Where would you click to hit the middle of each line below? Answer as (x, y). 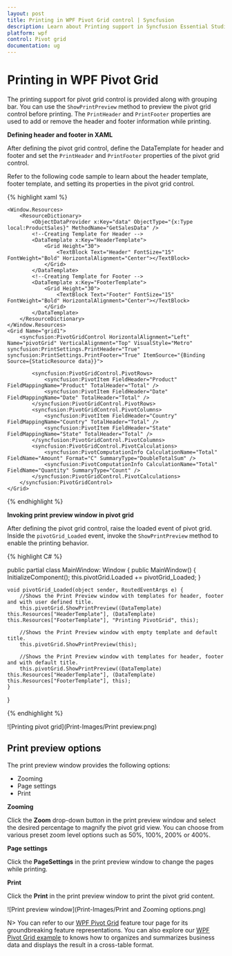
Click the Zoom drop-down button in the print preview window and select (112, 820)
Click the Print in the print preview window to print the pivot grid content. (111, 896)
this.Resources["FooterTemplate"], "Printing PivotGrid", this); (103, 620)
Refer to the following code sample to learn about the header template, (108, 176)
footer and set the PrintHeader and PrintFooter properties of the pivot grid (113, 155)
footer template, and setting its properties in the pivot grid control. (101, 184)
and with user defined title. (51, 602)
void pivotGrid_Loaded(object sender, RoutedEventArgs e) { (96, 590)
